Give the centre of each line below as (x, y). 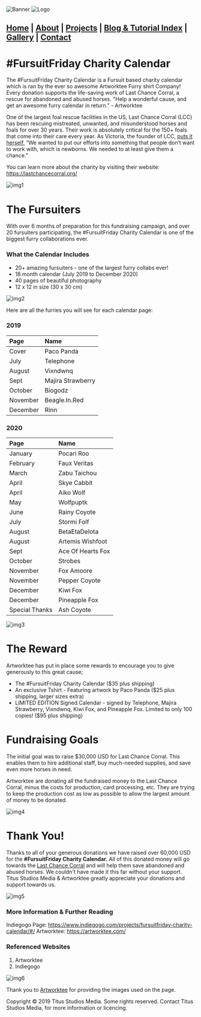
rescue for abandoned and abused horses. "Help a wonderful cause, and (97, 99)
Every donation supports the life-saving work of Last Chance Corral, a (93, 93)
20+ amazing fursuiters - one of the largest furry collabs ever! (91, 267)
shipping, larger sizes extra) (49, 697)
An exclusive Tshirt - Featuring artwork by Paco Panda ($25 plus (95, 690)
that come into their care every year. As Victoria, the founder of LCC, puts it (100, 136)
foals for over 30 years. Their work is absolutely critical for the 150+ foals (97, 130)
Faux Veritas (76, 463)
